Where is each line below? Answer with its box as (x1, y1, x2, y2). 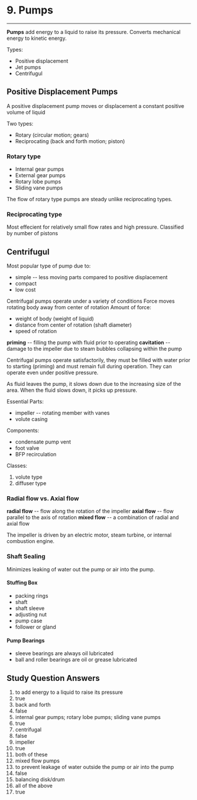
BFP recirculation (15, 451, 57, 458)
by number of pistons (6, 230, 58, 237)
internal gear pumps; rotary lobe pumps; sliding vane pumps (15, 713, 161, 720)
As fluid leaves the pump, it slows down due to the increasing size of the (6, 381, 181, 388)
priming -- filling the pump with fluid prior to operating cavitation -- (6, 339, 171, 346)
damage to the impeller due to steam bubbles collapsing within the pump (6, 345, 182, 352)
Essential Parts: (6, 398, 44, 405)
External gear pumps (15, 172, 66, 179)
